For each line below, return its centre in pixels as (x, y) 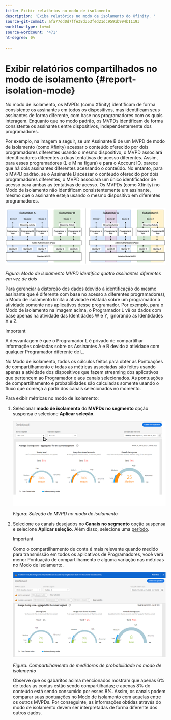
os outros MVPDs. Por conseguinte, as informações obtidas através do (87, 702)
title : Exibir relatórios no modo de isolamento (58, 11)
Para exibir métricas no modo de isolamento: (52, 398)
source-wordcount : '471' (32, 32)
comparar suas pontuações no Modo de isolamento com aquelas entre (87, 697)
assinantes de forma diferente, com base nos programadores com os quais (84, 115)
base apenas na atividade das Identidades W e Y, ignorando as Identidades (84, 316)
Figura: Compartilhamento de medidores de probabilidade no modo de (87, 665)
